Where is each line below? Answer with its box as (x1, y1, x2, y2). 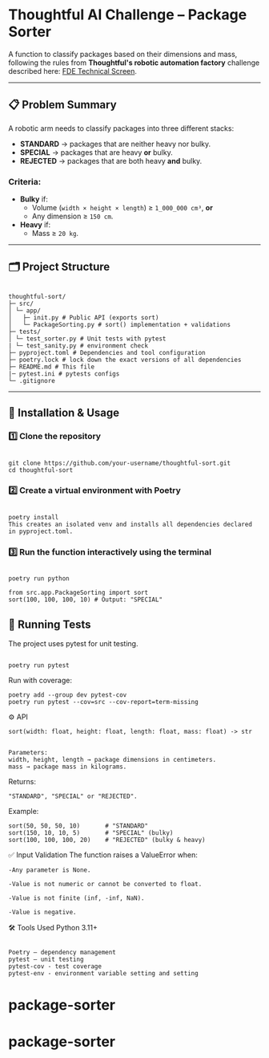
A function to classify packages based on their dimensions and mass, (8, 49, 238, 59)
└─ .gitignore (8, 376, 56, 385)
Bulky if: (19, 194, 48, 204)
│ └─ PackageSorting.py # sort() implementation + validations (8, 320, 231, 328)
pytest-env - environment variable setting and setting (8, 969, 199, 977)
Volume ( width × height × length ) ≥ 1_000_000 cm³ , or (31, 203, 214, 213)
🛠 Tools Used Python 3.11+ (8, 922, 98, 932)
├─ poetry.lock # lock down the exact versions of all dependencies (8, 356, 242, 364)
